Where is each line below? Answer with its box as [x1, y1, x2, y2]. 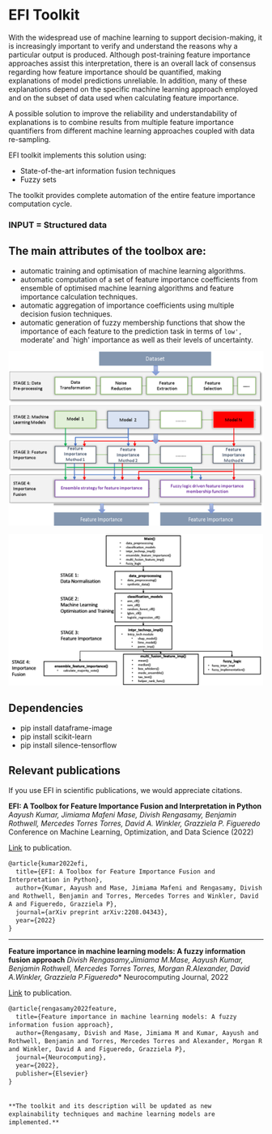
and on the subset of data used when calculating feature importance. [8, 93, 240, 102]
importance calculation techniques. [19, 291, 138, 301]
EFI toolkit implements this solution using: [8, 150, 147, 160]
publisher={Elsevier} [15, 1069, 89, 1077]
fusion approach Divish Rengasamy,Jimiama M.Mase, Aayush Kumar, [8, 955, 244, 964]
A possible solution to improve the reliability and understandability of [8, 108, 237, 119]
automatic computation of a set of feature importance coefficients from [19, 274, 258, 284]
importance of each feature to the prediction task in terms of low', [19, 326, 243, 336]
